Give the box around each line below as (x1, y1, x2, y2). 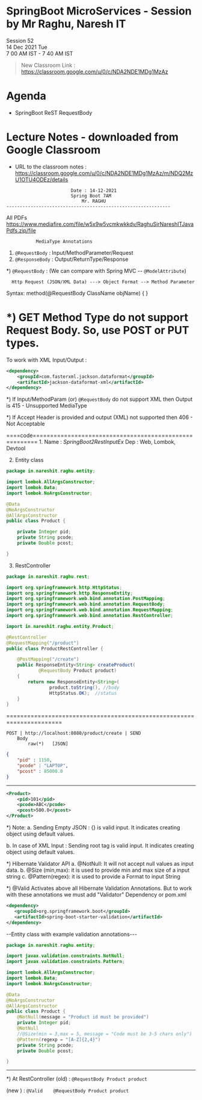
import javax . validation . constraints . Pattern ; (6, 959, 125, 965)
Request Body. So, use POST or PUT (6, 324, 189, 337)
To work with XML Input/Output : (6, 356, 87, 363)
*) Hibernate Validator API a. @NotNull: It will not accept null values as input (6, 860, 194, 867)
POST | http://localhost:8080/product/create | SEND (6, 731, 141, 737)
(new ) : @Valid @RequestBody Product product (6, 1087, 129, 1094)
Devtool (6, 445, 26, 452)
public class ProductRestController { (6, 645, 103, 651)
